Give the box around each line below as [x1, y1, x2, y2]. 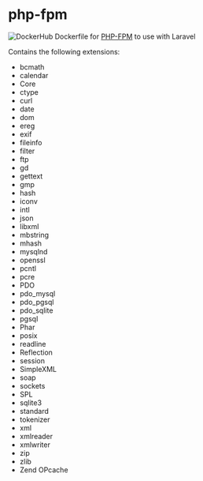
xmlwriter [19, 440, 51, 449]
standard [19, 406, 50, 415]
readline [19, 339, 46, 348]
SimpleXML [19, 364, 57, 374]
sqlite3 [19, 397, 42, 408]
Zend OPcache [19, 464, 68, 475]
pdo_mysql [19, 288, 56, 298]
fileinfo [19, 137, 42, 147]
